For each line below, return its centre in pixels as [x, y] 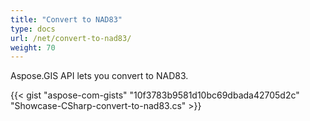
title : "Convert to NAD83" [66, 19]
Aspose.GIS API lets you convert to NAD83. [99, 76]
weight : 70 [33, 47]
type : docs [33, 29]
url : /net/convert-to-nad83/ [71, 38]
